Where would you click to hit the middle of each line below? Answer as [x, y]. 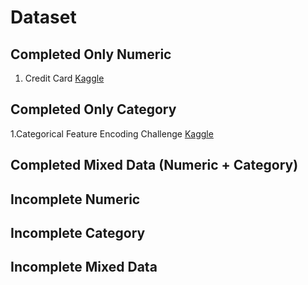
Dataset [43, 17]
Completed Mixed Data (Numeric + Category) [154, 165]
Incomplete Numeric [75, 199]
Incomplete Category [78, 232]
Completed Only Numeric [91, 54]
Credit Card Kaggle [64, 78]
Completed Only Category [93, 109]
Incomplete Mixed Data [84, 267]
